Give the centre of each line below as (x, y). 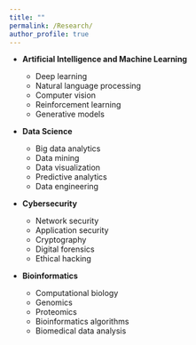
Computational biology (77, 293)
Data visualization (67, 168)
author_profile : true (49, 34)
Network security (67, 221)
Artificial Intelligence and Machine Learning (105, 60)
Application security (72, 230)
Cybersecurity (50, 204)
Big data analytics (68, 148)
